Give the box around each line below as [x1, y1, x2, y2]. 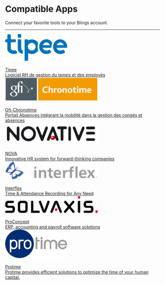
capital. [5, 274, 20, 280]
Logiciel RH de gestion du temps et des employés [5, 72, 106, 78]
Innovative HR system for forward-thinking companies [5, 156, 114, 162]
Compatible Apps [5, 3, 78, 15]
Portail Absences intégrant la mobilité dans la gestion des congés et [5, 112, 142, 118]
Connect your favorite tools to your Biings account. [5, 20, 109, 26]
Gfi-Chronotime [5, 107, 37, 113]
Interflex [5, 185, 22, 191]
